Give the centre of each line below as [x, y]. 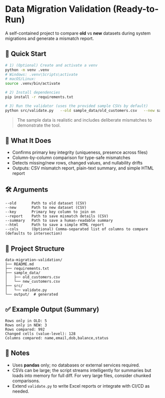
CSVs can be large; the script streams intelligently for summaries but [82, 370]
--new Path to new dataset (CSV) [46, 208]
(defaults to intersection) [34, 233]
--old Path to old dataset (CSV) [46, 203]
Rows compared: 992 [25, 329]
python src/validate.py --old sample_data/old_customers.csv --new [80, 110]
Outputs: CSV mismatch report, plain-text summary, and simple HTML [83, 168]
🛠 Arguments [27, 189]
